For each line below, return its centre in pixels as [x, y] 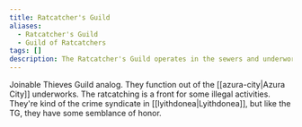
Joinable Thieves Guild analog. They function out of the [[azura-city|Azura [147, 85]
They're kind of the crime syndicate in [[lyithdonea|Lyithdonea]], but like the [150, 103]
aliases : [26, 26]
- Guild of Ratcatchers [62, 42]
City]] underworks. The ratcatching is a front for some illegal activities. [140, 94]
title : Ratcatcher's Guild [60, 17]
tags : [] [26, 51]
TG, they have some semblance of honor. [85, 113]
